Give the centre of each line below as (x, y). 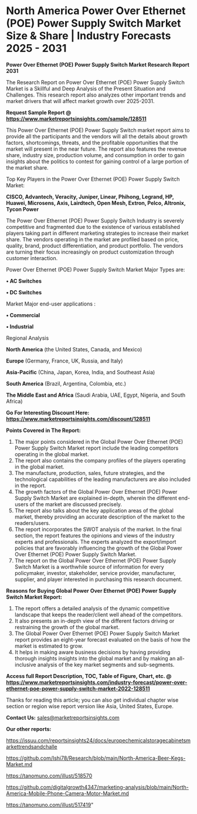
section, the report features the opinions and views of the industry (94, 535)
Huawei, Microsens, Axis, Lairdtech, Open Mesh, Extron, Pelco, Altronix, (96, 203)
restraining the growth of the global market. (67, 627)
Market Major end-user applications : (51, 304)
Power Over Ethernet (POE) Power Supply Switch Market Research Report (98, 64)
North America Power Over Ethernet (96, 11)
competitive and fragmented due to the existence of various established (93, 227)
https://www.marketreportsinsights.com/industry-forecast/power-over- (97, 682)
